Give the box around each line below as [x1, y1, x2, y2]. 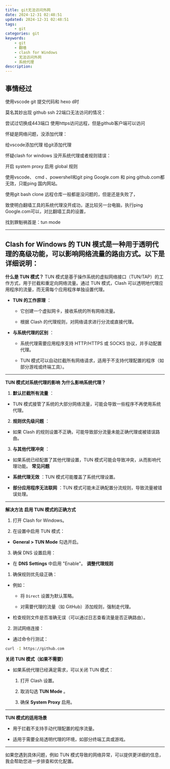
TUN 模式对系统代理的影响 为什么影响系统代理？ [5, 379, 106, 385]
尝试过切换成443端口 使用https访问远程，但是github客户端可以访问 [5, 120, 145, 126]
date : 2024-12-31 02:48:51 [5, 12, 62, 17]
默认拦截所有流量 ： [12, 390, 54, 396]
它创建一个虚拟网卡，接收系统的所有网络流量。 [20, 308, 118, 314]
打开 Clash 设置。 [20, 677, 57, 683]
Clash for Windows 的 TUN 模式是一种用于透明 [5, 240, 152, 249]
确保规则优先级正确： [12, 571, 57, 577]
